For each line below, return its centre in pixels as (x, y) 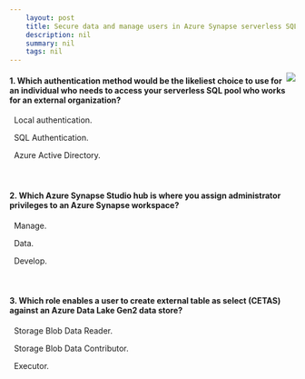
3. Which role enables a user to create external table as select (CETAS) (145, 301)
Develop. (30, 261)
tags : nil (44, 52)
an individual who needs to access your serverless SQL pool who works (148, 90)
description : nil (59, 35)
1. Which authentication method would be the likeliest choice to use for (146, 80)
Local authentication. (53, 120)
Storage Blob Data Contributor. (71, 348)
